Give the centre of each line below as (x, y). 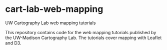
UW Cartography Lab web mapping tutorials (50, 23)
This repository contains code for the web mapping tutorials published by (81, 32)
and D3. (13, 43)
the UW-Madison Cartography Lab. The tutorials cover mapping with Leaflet (83, 38)
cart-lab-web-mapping (54, 9)
